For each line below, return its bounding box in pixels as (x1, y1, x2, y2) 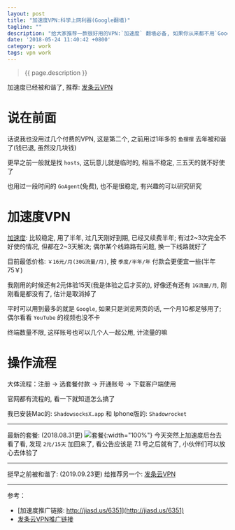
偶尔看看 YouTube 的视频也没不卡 (7, 313, 100, 321)
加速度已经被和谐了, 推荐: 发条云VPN (7, 83, 113, 91)
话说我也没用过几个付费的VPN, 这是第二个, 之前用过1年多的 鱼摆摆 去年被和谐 (7, 134, 227, 143)
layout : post (7, 10, 45, 18)
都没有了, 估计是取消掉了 (25, 289, 97, 298)
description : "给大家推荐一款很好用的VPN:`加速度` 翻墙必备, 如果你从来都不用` (7, 29, 218, 37)
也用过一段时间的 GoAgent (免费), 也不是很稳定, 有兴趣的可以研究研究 (7, 181, 202, 190)
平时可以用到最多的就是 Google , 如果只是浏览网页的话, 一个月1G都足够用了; (7, 304, 222, 312)
